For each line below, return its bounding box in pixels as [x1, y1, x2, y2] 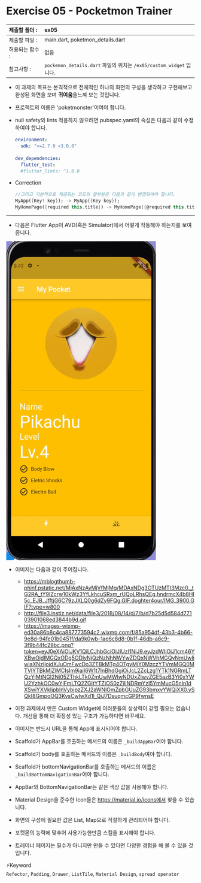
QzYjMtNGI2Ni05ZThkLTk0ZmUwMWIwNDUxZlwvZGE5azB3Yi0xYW [23, 673, 194, 681]
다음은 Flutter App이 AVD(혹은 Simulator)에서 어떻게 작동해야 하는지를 [14, 221, 181, 228]
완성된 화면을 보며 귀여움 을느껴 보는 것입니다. [14, 91, 121, 98]
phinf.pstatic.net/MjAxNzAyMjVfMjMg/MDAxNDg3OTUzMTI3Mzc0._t [23, 584, 194, 591]
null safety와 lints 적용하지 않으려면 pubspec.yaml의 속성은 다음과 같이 [14, 116, 183, 123]
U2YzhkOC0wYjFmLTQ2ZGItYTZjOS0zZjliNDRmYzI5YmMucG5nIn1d [23, 679, 191, 687]
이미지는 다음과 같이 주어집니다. [14, 566, 89, 573]
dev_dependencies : [14, 156, 61, 162]
